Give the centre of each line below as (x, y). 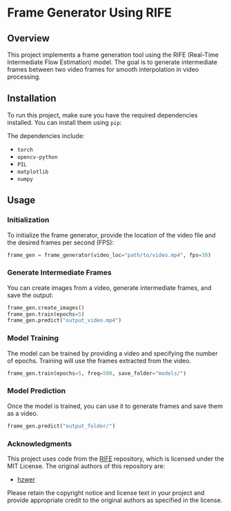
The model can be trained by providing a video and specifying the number (113, 353)
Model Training (33, 338)
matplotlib (33, 172)
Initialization (28, 220)
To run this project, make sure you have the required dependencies (102, 115)
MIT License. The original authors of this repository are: (86, 466)
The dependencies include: (46, 135)
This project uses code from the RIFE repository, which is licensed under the (115, 459)
